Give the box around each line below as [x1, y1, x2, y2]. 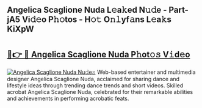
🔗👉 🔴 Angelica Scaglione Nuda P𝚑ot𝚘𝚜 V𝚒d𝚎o [7, 49, 190, 60]
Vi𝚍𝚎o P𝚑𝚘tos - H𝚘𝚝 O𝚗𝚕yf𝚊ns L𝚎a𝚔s [21, 15, 171, 25]
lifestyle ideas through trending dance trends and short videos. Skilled [7, 82, 184, 89]
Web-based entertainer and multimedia [97, 68, 196, 76]
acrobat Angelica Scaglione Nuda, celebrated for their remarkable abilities [7, 88, 193, 95]
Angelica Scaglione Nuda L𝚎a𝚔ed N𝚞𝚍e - [7, 5, 167, 15]
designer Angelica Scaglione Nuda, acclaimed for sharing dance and [7, 76, 179, 82]
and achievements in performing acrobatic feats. [7, 95, 129, 102]
